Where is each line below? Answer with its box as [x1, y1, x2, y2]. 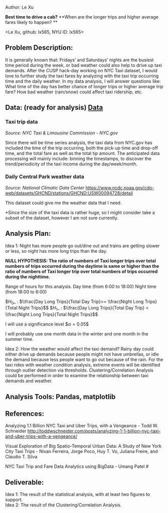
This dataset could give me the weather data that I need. [5, 200, 122, 206]
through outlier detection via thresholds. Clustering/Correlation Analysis [5, 367, 154, 373]
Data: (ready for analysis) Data [5, 103, 103, 112]
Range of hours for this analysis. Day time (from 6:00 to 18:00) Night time [5, 283, 156, 289]
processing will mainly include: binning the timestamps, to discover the [5, 155, 152, 161]
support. [5, 496, 23, 503]
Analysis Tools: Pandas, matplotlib [5, 392, 116, 401]
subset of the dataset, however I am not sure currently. [5, 215, 119, 221]
